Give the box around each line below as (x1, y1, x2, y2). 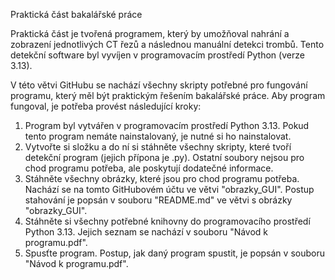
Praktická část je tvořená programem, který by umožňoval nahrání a (10, 28, 290, 39)
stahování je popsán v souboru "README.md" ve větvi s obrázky (24, 194, 293, 206)
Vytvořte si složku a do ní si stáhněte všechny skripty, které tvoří (24, 141, 292, 153)
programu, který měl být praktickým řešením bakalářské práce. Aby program (10, 90, 326, 101)
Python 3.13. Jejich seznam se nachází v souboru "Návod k (24, 226, 269, 238)
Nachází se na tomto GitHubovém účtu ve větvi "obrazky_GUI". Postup (24, 184, 315, 195)
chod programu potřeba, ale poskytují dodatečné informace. (24, 162, 274, 174)
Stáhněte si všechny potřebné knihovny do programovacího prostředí (24, 215, 311, 227)
